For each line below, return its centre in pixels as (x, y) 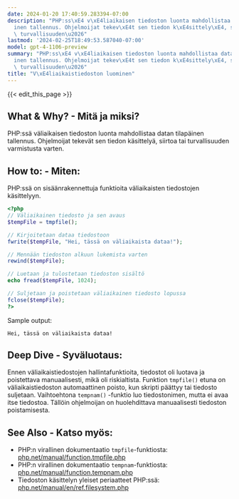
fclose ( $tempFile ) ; (36, 300)
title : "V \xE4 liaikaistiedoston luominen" (71, 73)
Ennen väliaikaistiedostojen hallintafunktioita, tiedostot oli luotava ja (106, 372)
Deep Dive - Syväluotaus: (65, 355)
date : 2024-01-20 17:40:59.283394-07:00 (68, 14)
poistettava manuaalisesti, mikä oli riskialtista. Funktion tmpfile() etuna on (117, 380)
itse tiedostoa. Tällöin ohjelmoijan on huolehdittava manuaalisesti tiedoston (117, 403)
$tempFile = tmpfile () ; (43, 222)
